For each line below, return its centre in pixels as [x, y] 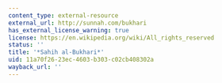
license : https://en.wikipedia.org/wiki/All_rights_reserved [111, 38]
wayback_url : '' [35, 67]
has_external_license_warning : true [69, 30]
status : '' [26, 45]
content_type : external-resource [63, 15]
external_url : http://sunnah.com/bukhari [78, 23]
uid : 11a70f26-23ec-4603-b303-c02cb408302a [81, 60]
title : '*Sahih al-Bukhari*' [56, 52]
